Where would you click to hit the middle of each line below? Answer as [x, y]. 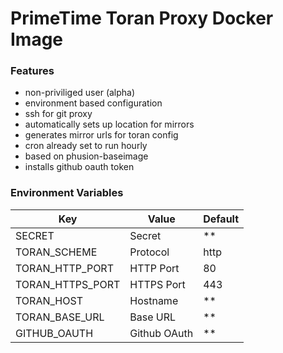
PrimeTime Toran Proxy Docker [142, 18]
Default [221, 219]
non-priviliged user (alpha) [80, 93]
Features [32, 71]
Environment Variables [67, 193]
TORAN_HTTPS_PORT [68, 284]
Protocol [149, 252]
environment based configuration [93, 103]
